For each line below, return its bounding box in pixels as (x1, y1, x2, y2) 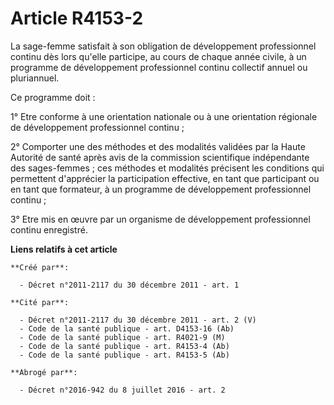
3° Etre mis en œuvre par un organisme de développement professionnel (10, 213, 311, 225)
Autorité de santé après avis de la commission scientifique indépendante (10, 151, 310, 163)
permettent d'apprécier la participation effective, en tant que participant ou (10, 172, 320, 184)
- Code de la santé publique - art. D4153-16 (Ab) (19, 323, 235, 334)
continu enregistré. (10, 223, 88, 236)
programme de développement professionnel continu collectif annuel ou (10, 61, 308, 73)
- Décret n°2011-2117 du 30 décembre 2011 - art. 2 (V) (19, 315, 257, 325)
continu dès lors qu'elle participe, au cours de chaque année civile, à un (10, 50, 307, 62)
